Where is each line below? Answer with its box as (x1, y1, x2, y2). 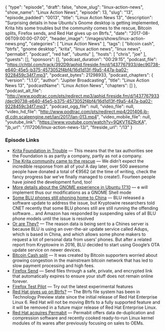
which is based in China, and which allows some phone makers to (12, 231, 146, 238)
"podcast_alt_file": (5, 88, 42, 93)
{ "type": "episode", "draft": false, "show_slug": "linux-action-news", (5, 4, 144, 10)
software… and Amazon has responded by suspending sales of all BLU (12, 211, 156, 216)
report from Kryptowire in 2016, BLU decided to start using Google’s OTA (12, 242, 160, 248)
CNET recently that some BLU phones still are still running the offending (12, 205, 159, 211)
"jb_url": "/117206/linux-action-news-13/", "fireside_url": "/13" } (5, 124, 132, 130)
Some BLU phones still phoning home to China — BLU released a (12, 195, 144, 201)
